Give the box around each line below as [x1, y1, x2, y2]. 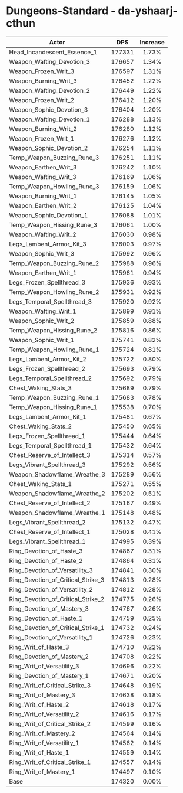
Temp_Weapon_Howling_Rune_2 [9, 288, 99, 296]
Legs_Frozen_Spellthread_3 [9, 278, 86, 286]
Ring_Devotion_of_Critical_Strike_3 [9, 576, 105, 584]
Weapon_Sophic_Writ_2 [9, 316, 75, 325]
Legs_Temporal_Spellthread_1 [9, 441, 92, 449]
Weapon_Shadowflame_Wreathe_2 [9, 489, 106, 497]
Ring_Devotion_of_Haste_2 [9, 556, 84, 564]
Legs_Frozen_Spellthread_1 [9, 432, 86, 440]
